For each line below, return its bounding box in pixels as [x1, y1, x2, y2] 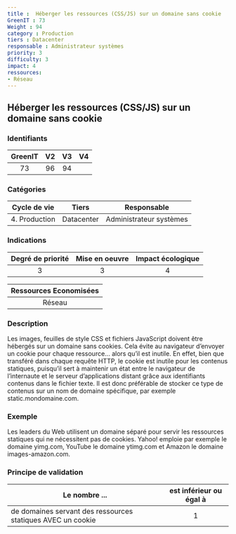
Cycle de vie [11, 203, 55, 213]
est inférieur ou [169, 486, 223, 495]
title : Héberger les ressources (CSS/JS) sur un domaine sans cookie [7, 10, 221, 18]
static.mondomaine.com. [7, 394, 79, 402]
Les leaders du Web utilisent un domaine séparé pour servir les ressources [7, 427, 224, 436]
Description [7, 319, 48, 328]
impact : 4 [7, 62, 37, 69]
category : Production [7, 29, 74, 37]
